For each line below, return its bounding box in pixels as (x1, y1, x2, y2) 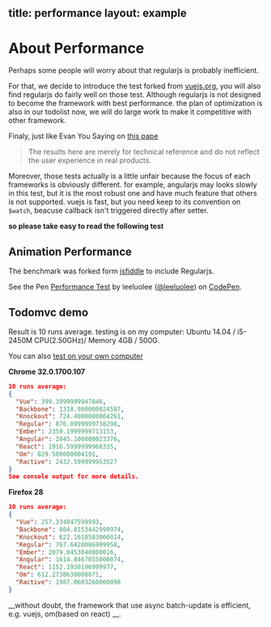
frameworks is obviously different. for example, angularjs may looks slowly (8, 180, 257, 189)
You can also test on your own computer (8, 351, 144, 361)
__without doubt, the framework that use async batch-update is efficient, (8, 600, 251, 610)
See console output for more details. (8, 472, 139, 481)
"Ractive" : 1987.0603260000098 (15, 578, 121, 587)
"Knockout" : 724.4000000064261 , (15, 413, 125, 421)
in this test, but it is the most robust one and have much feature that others (8, 189, 257, 198)
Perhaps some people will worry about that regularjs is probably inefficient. (8, 66, 259, 75)
